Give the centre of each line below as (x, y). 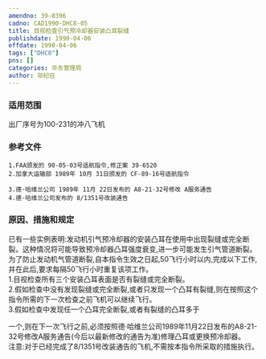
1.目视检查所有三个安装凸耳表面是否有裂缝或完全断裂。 (99, 279)
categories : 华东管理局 (45, 68)
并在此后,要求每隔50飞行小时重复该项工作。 (81, 269)
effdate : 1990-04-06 (43, 46)
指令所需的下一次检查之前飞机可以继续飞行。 (82, 299)
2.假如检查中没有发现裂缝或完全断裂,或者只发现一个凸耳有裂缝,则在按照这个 (133, 289)
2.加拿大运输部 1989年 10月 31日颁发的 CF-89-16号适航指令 (99, 174)
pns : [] (21, 61)
